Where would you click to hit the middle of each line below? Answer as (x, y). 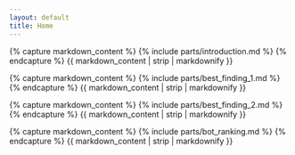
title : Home (31, 26)
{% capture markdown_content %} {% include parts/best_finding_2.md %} (146, 104)
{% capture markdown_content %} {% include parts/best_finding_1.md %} (145, 77)
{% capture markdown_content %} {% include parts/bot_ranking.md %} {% (148, 131)
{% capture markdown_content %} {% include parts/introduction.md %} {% (148, 51)
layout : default (39, 17)
